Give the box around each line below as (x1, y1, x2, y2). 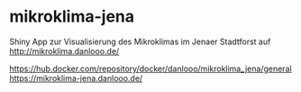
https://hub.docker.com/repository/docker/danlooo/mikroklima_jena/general (9, 63, 292, 74)
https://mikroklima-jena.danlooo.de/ (9, 72, 143, 83)
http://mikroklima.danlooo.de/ (9, 45, 120, 56)
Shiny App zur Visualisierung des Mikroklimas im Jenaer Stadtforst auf (9, 36, 271, 47)
